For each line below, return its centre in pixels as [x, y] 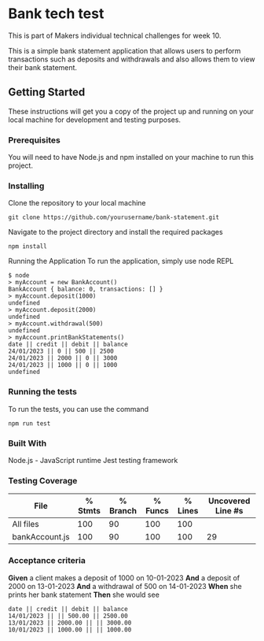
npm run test [29, 423]
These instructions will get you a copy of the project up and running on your [131, 111]
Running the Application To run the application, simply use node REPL [121, 261]
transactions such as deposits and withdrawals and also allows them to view [132, 59]
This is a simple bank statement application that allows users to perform [125, 50]
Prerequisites [34, 140]
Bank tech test [56, 14]
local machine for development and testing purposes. [95, 120]
